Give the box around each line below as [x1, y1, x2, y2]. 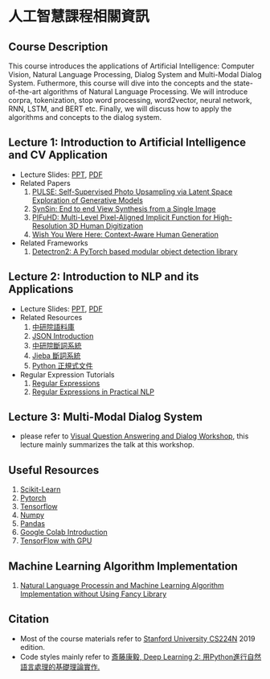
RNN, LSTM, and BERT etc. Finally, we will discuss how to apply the [8, 104, 232, 113]
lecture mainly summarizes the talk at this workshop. [19, 440, 195, 450]
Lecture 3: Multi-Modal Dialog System [8, 410, 203, 424]
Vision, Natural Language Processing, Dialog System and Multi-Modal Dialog [8, 70, 262, 79]
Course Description [8, 39, 108, 53]
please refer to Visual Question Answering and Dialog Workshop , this [19, 431, 249, 441]
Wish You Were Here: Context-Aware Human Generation [31, 229, 219, 239]
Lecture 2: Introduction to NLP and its [8, 270, 199, 284]
